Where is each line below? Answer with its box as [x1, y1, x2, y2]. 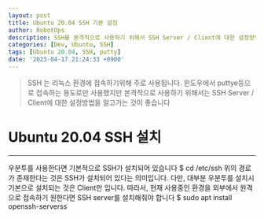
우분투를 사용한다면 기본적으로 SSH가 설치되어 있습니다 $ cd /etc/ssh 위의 [8, 163, 237, 173]
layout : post [8, 11, 51, 20]
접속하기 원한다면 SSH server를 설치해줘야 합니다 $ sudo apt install [22, 192, 233, 202]
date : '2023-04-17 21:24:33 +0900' [8, 56, 125, 64]
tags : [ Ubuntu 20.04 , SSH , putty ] [8, 48, 122, 56]
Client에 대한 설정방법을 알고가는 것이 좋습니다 [27, 98, 170, 107]
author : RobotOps [8, 26, 65, 34]
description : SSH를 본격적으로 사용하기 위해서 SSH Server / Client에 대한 [8, 33, 236, 42]
